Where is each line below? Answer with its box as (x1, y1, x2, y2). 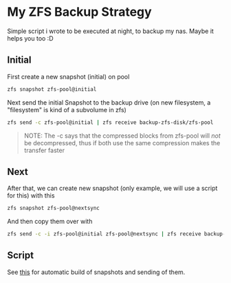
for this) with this (7, 191, 55, 200)
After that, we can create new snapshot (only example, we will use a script (7, 184, 218, 193)
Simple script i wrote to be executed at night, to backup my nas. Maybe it (7, 27, 214, 35)
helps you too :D (7, 34, 54, 42)
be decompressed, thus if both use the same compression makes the (23, 138, 221, 147)
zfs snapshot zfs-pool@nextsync (7, 205, 100, 212)
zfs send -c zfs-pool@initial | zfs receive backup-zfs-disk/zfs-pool (7, 118, 214, 126)
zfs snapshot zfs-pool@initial (7, 85, 97, 93)
